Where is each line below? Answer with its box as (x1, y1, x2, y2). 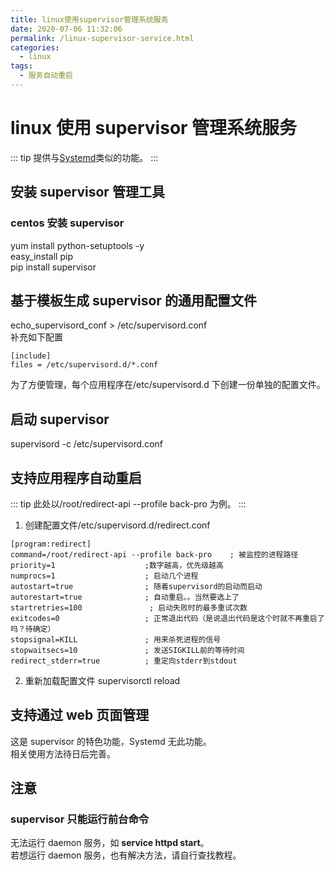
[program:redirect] (10, 539, 92, 549)
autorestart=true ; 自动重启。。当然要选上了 (10, 592, 240, 602)
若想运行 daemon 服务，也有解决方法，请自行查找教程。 (10, 849, 242, 861)
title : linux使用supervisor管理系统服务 (10, 14, 169, 25)
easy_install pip (10, 250, 73, 262)
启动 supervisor (10, 411, 110, 428)
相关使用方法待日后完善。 (10, 747, 116, 760)
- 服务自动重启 (19, 71, 74, 81)
